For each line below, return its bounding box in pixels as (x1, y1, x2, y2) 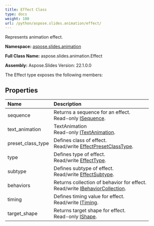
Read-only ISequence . (53, 115, 106, 122)
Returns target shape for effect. (53, 207, 126, 214)
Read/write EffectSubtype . (53, 171, 114, 178)
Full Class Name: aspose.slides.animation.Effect (5, 53, 103, 59)
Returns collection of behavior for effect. (53, 179, 147, 186)
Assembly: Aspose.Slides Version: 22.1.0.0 (5, 62, 92, 68)
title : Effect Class (5, 7, 47, 12)
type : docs (5, 12, 27, 17)
